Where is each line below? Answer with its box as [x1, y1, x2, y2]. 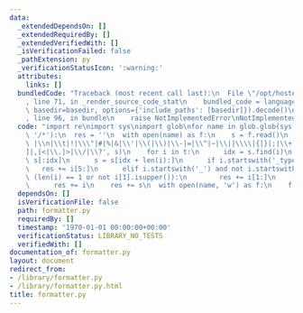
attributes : [17, 72, 63, 81]
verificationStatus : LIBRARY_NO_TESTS [17, 231, 164, 240]
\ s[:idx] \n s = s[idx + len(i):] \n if [25, 155, 216, 165]
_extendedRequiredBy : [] [17, 30, 111, 39]
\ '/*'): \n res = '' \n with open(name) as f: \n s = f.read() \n [25, 131, 289, 140]
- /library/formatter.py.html [9, 281, 124, 290]
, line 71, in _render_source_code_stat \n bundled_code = [25, 97, 260, 106]
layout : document [9, 256, 75, 266]
